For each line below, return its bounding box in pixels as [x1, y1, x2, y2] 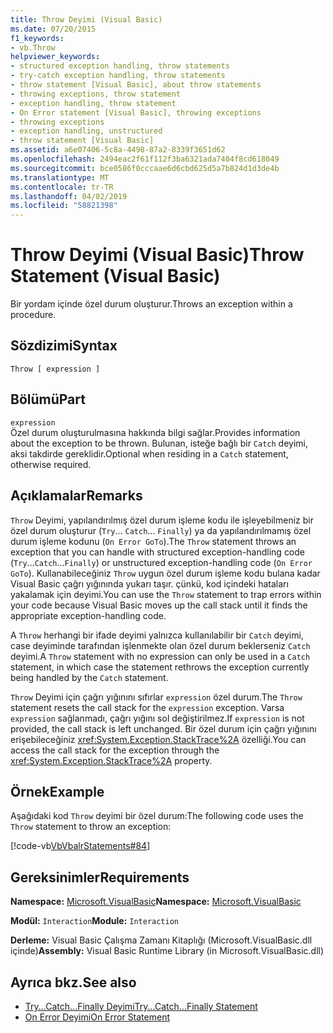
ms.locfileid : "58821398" [10, 201, 118, 211]
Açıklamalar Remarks [10, 487, 143, 505]
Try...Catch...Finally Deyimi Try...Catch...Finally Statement [24, 1000, 258, 1012]
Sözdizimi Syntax [10, 337, 118, 355]
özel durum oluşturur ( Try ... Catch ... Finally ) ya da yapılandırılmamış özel [10, 524, 312, 536]
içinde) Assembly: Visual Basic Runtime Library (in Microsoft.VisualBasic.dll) [10, 945, 325, 957]
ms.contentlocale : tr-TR [10, 182, 114, 192]
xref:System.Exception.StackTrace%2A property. [10, 754, 213, 766]
